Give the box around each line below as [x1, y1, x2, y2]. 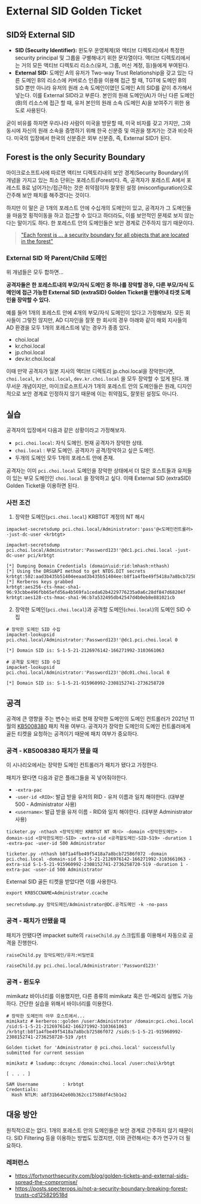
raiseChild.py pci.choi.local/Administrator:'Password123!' [6, 963, 160, 969]
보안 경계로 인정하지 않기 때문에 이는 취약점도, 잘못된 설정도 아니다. [22, 390, 178, 398]
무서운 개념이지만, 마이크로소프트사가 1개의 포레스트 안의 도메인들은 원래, [6, 383, 176, 390]
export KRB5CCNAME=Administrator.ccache [6, 890, 109, 896]
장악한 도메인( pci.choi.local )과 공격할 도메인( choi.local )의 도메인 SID [14, 606, 185, 613]
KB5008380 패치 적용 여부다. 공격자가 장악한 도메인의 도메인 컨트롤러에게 [17, 722, 191, 730]
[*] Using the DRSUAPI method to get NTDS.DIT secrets [6, 569, 146, 575]
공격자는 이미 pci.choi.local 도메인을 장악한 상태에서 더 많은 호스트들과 [6, 467, 176, 474]
